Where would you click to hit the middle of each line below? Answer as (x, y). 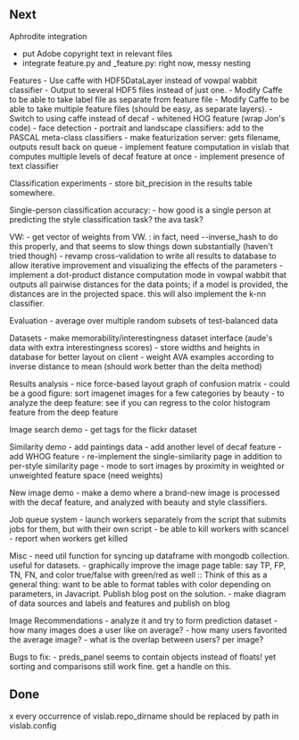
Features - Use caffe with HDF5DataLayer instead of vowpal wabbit (133, 80)
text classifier (34, 165)
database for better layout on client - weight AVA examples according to (142, 357)
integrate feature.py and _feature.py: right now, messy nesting (137, 63)
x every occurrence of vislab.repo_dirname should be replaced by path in (144, 716)
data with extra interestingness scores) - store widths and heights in (135, 347)
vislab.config (33, 725)
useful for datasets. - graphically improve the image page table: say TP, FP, (148, 565)
